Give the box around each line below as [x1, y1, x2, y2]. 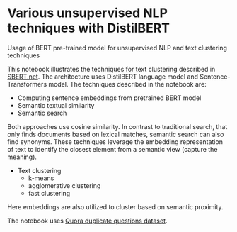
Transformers [7, 79, 47, 88]
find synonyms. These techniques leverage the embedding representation [7, 137, 223, 146]
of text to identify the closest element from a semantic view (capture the [7, 145, 218, 153]
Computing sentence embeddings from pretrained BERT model [17, 94, 202, 102]
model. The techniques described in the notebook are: [48, 79, 207, 88]
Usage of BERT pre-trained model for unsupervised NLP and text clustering [7, 43, 228, 52]
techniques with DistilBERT [7, 20, 170, 36]
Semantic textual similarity [17, 101, 95, 109]
